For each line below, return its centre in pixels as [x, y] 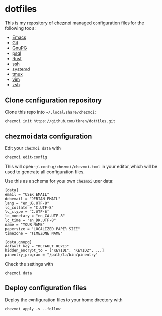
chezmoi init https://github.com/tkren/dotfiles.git [60, 121]
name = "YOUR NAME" [25, 225]
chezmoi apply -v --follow [33, 309]
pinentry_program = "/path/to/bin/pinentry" [51, 255]
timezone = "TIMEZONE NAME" [34, 233]
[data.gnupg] [18, 242]
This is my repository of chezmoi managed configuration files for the [75, 23]
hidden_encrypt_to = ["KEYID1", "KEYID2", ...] [55, 250]
